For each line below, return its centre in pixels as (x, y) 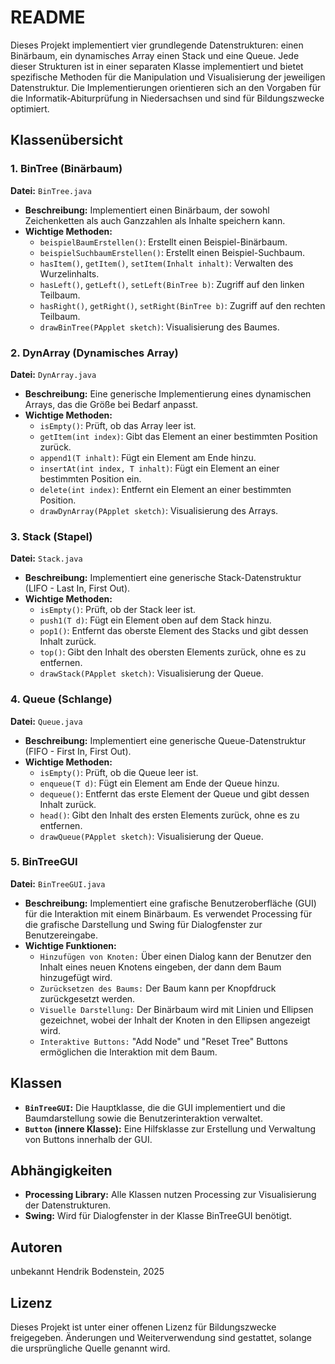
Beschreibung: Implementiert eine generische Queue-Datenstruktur (165, 740)
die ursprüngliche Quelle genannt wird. (90, 1348)
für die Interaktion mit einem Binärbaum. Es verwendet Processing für (168, 913)
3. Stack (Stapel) (51, 536)
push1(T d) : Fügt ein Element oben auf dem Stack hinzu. (155, 620)
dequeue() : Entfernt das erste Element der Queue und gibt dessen (174, 793)
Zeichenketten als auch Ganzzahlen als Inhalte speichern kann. (155, 220)
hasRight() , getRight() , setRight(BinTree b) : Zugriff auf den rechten (182, 305)
